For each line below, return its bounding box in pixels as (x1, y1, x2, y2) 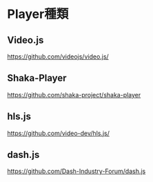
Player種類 (7, 6, 69, 22)
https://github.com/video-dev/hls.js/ (7, 129, 110, 137)
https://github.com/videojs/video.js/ (7, 52, 109, 61)
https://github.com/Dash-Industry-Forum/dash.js (7, 167, 146, 176)
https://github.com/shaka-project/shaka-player (7, 90, 141, 99)
